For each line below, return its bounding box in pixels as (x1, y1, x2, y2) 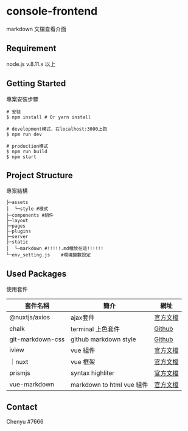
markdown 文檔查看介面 (6, 25, 67, 32)
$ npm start (6, 154, 37, 160)
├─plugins (6, 228, 32, 234)
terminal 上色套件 (71, 325, 120, 333)
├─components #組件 (6, 212, 54, 219)
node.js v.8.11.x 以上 (6, 60, 56, 68)
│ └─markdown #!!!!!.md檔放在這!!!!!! (6, 245, 104, 252)
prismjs (9, 369, 30, 377)
